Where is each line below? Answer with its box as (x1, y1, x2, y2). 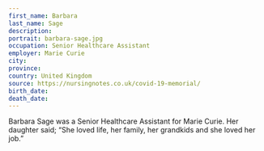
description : (8, 27, 53, 35)
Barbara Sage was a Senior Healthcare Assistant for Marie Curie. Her (8, 116, 239, 126)
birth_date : (8, 86, 49, 95)
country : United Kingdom (8, 72, 92, 80)
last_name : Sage (8, 19, 63, 27)
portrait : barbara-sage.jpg (8, 34, 104, 43)
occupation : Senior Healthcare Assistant (8, 42, 151, 50)
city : (8, 57, 27, 65)
